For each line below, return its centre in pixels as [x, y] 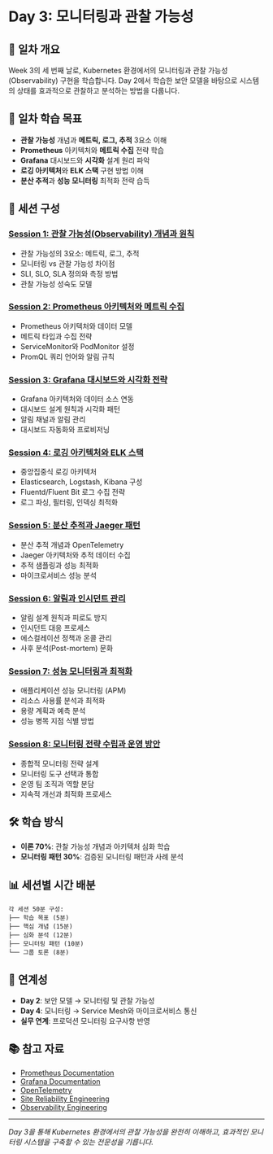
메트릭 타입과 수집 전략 [56, 336]
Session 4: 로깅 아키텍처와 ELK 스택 [76, 452]
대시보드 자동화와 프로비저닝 [65, 430]
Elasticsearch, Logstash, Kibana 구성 [81, 482]
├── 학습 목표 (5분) [39, 918]
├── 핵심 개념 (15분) [41, 927]
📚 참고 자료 [37, 1049]
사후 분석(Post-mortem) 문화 [67, 648]
